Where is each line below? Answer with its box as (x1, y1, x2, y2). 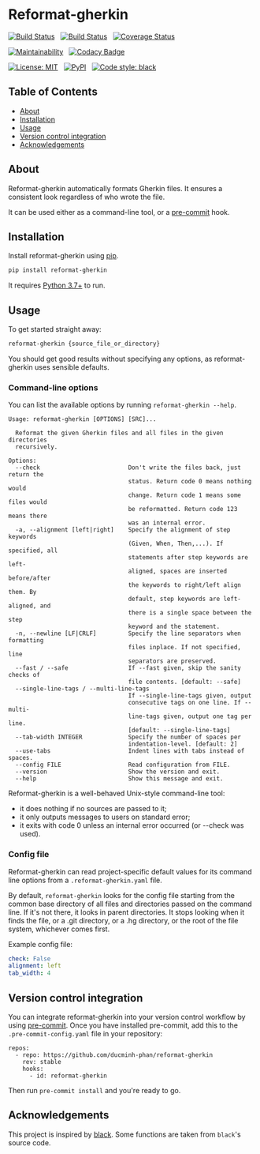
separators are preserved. (128, 657, 217, 665)
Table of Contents (8, 85, 98, 99)
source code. (8, 1137, 51, 1147)
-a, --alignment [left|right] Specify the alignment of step (15, 526, 231, 534)
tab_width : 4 (8, 969, 51, 977)
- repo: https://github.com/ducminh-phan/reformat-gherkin (15, 1051, 214, 1059)
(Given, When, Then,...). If (128, 539, 224, 548)
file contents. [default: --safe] (128, 678, 242, 686)
